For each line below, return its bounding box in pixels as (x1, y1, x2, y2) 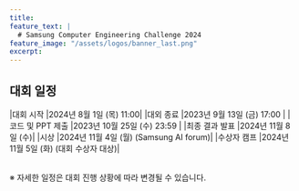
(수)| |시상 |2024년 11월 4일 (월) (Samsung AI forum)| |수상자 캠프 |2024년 (18, 131, 290, 142)
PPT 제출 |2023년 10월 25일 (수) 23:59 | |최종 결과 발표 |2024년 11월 (36, 120, 284, 131)
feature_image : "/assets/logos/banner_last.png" (9, 38, 198, 48)
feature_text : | (9, 22, 71, 31)
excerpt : (9, 47, 43, 56)
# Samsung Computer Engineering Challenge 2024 (17, 30, 202, 39)
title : (9, 13, 35, 23)
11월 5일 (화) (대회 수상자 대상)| (9, 143, 120, 154)
